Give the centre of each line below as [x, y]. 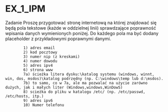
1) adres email [39, 48]
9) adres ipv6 [38, 100]
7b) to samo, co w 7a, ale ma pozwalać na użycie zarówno [86, 83]
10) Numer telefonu [44, 105]
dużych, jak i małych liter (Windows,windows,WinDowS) [64, 87]
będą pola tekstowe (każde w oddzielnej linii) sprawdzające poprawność [81, 28]
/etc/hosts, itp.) [24, 96]
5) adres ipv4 [38, 65]
